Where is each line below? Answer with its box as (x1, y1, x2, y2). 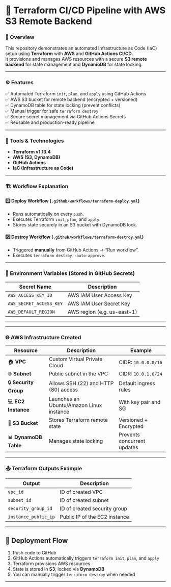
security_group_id (8, 506, 52, 512)
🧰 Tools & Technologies (5, 137, 65, 144)
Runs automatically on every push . (12, 211, 84, 217)
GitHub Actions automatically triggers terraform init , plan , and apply (12, 555, 159, 562)
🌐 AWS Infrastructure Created (5, 334, 81, 341)
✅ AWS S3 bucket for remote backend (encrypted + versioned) (5, 96, 138, 103)
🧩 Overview (5, 34, 35, 41)
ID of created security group (60, 505, 127, 512)
